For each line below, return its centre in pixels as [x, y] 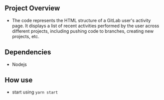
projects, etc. [26, 36]
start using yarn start [35, 92]
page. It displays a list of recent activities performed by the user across [86, 26]
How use [19, 80]
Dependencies [28, 52]
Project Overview [32, 8]
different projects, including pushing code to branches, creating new [83, 31]
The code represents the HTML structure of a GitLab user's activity [81, 20]
